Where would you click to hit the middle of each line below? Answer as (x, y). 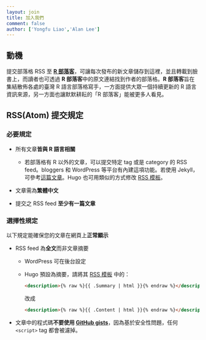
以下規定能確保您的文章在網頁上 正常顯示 (57, 235)
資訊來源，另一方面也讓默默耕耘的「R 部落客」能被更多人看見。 (87, 94)
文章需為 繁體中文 (37, 190)
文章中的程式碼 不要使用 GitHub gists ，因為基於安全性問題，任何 (97, 322)
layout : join (23, 12)
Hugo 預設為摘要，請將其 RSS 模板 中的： (77, 274)
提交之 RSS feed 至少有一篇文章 (55, 203)
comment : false (26, 23)
